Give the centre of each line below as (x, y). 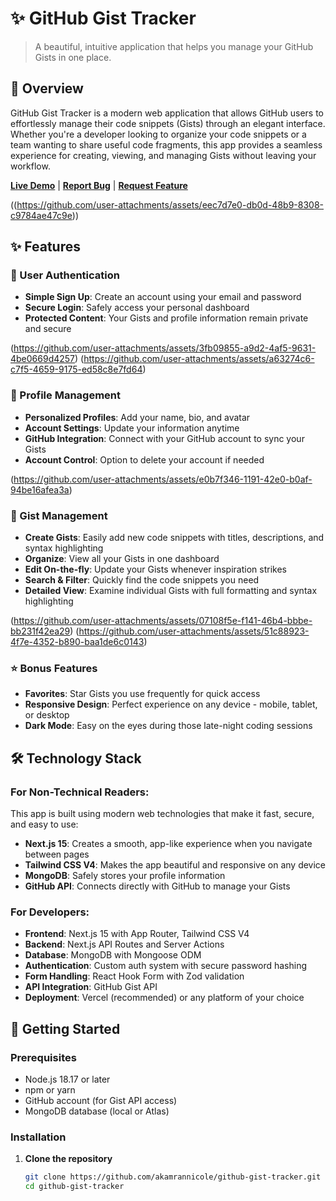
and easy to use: (44, 824)
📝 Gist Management (59, 515)
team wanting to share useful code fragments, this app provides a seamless (166, 144)
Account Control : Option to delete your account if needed (144, 459)
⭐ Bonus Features (54, 668)
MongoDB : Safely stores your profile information (125, 876)
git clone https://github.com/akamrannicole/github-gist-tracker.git (173, 1177)
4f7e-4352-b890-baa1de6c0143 (77, 642)
